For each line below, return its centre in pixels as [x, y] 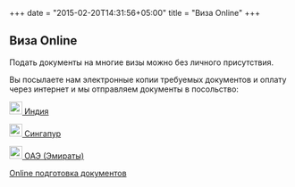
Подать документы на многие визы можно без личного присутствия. [142, 62]
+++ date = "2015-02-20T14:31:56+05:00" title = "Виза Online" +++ [135, 13]
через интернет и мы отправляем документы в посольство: [124, 89]
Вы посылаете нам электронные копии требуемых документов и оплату [148, 79]
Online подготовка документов [68, 173]
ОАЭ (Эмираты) [54, 156]
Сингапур [42, 134]
